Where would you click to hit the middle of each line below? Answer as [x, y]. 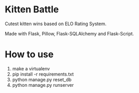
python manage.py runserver [43, 85]
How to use [29, 54]
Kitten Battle [32, 10]
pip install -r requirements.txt [43, 74]
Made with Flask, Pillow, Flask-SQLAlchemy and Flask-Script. [69, 33]
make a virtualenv [31, 68]
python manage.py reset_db [42, 79]
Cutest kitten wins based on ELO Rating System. [56, 24]
